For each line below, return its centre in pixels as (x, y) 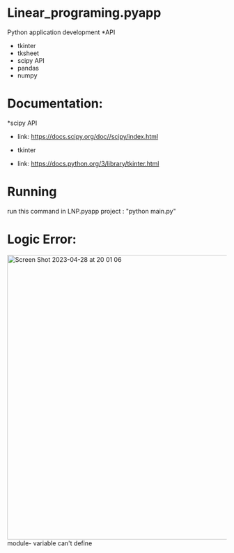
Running (32, 192)
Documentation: (55, 104)
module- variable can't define (50, 543)
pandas (28, 68)
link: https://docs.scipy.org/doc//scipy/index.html (88, 136)
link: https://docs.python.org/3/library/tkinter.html (88, 163)
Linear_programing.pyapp (84, 13)
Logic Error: (42, 239)
